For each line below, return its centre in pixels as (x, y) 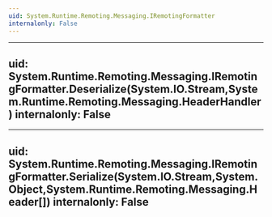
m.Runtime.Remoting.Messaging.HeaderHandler (135, 102)
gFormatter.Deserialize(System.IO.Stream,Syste (133, 89)
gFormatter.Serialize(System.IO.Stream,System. (134, 176)
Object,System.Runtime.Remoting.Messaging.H (133, 189)
